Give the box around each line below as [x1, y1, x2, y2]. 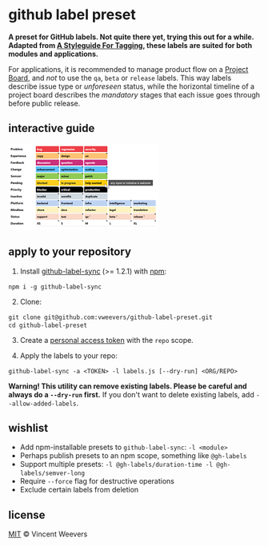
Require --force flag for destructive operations [19, 476, 174, 486]
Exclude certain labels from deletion [19, 485, 139, 495]
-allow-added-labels [8, 400, 78, 408]
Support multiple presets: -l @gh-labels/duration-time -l [19, 460, 214, 469]
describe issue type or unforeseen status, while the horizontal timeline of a [8, 82, 254, 91]
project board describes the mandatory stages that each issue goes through [8, 90, 261, 99]
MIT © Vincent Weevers [8, 529, 88, 539]
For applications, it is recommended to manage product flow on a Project [8, 64, 249, 74]
